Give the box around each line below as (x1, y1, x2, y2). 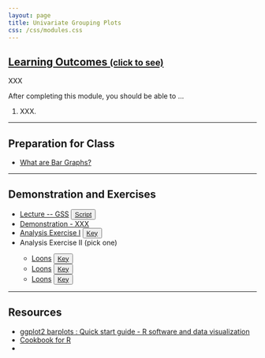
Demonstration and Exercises (8, 188, 156, 201)
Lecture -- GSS (19, 209, 69, 219)
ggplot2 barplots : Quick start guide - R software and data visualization (19, 327, 250, 336)
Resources (8, 306, 62, 319)
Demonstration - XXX (19, 219, 89, 228)
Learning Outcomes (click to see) (8, 55, 164, 68)
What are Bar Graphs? (19, 158, 92, 167)
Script (74, 210, 92, 219)
